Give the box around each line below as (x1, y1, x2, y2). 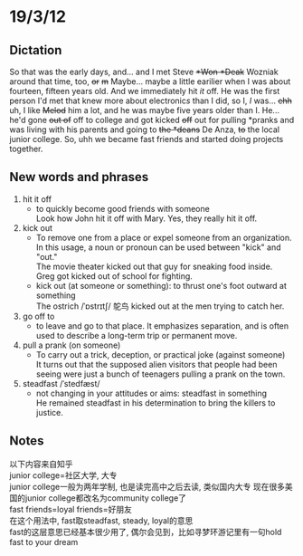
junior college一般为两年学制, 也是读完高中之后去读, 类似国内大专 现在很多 (9, 481, 285, 492)
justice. (35, 407, 63, 417)
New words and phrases (9, 169, 149, 185)
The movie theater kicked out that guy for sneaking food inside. (35, 261, 273, 272)
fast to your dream (9, 536, 79, 547)
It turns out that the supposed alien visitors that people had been (35, 359, 278, 369)
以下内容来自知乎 (9, 458, 73, 469)
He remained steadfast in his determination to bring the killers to (35, 397, 276, 408)
